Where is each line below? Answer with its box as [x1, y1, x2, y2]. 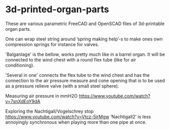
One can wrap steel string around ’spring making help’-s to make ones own [5, 36, 163, 42]
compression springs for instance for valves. [5, 41, 100, 47]
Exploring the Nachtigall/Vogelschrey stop [5, 108, 94, 114]
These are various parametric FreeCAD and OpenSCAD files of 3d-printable [5, 20, 165, 27]
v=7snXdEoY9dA [5, 98, 41, 104]
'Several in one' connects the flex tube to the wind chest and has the [5, 72, 150, 78]
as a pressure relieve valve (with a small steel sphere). [5, 83, 119, 89]
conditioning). [5, 62, 35, 68]
